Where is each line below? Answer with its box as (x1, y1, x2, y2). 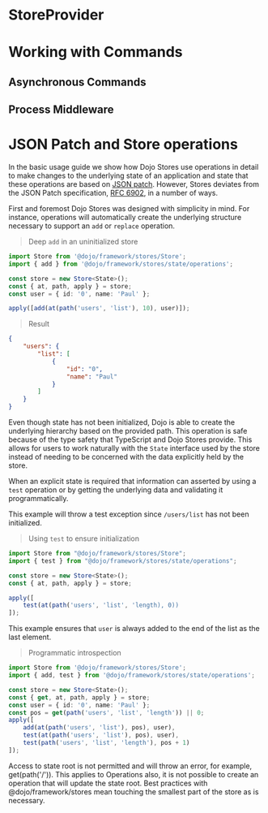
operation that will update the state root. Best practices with (8, 778, 208, 788)
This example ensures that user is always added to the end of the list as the (8, 624, 261, 634)
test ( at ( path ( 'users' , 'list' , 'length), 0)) (23, 601, 180, 610)
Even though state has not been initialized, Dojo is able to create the (8, 417, 236, 427)
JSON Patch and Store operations (8, 136, 239, 154)
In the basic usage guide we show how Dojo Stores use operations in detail (8, 162, 259, 172)
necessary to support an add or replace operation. (8, 221, 176, 231)
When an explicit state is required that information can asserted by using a (8, 477, 257, 487)
